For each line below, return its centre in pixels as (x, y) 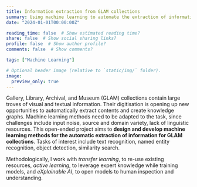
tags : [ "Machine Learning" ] (40, 60)
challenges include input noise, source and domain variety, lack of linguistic (98, 123)
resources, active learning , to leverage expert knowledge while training (92, 165)
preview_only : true (35, 81)
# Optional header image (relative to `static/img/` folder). (84, 70)
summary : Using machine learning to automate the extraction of (86, 17)
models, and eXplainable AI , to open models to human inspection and (90, 172)
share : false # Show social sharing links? (61, 39)
